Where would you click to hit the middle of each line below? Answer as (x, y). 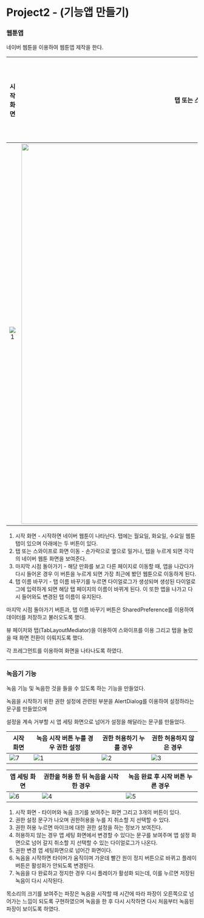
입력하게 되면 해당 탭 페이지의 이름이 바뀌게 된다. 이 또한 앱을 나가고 (107, 589)
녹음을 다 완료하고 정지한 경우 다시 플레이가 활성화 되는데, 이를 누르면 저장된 (105, 873)
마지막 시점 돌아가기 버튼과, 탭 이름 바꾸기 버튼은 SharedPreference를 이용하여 (100, 610)
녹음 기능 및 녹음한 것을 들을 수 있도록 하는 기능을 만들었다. (76, 688)
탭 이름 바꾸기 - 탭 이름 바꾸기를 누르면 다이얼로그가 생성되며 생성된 (95, 582)
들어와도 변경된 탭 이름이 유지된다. (62, 597)
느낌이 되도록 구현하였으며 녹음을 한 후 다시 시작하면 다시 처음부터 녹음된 (108, 901)
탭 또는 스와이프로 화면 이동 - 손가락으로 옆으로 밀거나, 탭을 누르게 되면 (99, 551)
